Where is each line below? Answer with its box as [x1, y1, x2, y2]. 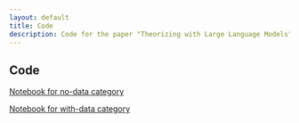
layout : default [9, 12, 69, 22]
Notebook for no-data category [9, 86, 125, 97]
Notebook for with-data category [9, 103, 131, 114]
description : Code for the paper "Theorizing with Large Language [9, 29, 261, 38]
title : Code [9, 21, 53, 30]
